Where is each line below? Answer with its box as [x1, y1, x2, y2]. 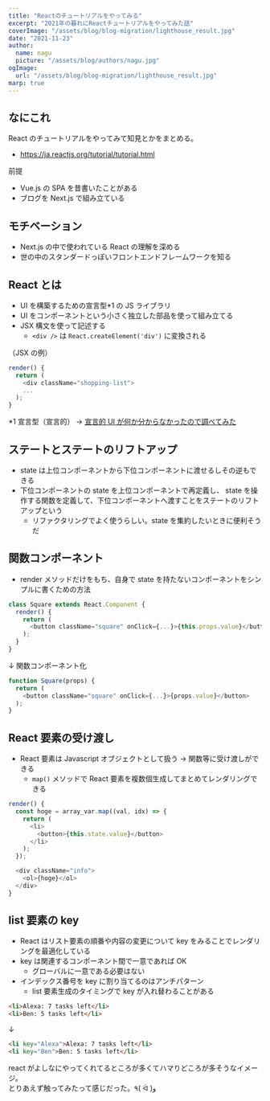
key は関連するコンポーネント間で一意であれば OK [19, 956, 187, 966]
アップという [19, 505, 63, 515]
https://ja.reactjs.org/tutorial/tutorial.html [19, 149, 155, 159]
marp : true [8, 79, 45, 87]
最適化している [41, 946, 91, 956]
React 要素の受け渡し [8, 731, 115, 744]
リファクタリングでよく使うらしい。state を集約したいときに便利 [31, 516, 247, 525]
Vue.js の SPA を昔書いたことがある [19, 183, 138, 193]
